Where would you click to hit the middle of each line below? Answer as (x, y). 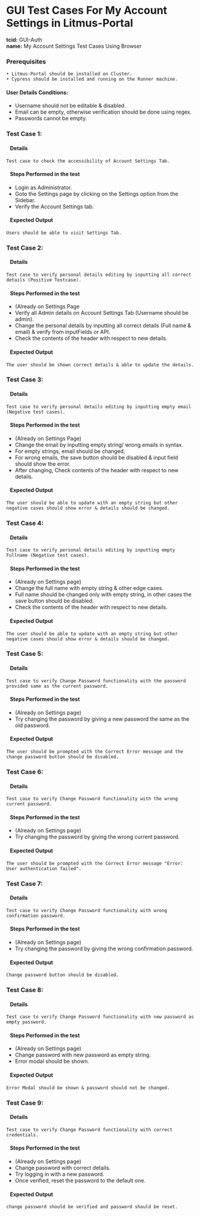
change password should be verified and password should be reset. (92, 1207)
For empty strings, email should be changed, (70, 451)
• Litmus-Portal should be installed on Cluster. (69, 74)
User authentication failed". (44, 868)
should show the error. (43, 464)
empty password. (26, 1022)
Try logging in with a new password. (60, 1174)
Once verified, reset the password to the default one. (80, 1181)
